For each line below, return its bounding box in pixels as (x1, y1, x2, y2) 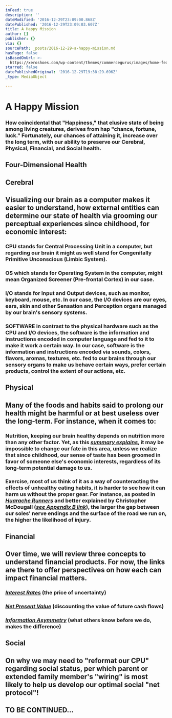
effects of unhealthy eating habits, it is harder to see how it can (5, 484, 165, 491)
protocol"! (5, 688, 39, 697)
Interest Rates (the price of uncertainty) (5, 589, 106, 596)
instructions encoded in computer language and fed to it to (5, 335, 155, 343)
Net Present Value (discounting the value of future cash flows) (5, 603, 164, 610)
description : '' (5, 12, 40, 17)
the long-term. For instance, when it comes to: (5, 416, 157, 426)
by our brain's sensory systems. (5, 309, 88, 316)
